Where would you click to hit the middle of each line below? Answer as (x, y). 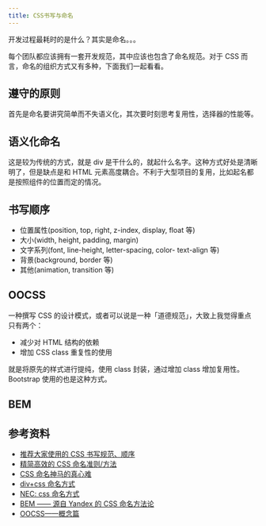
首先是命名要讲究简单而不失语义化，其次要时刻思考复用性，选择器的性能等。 (133, 114)
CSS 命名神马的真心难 (55, 474)
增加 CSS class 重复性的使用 (66, 352)
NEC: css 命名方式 (49, 494)
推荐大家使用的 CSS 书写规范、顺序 (77, 454)
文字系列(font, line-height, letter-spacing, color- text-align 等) (120, 250)
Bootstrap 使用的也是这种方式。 (60, 379)
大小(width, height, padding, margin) (79, 240)
